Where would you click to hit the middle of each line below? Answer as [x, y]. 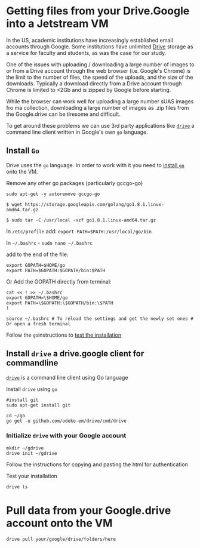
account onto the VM [59, 523]
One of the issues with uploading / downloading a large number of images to [100, 64]
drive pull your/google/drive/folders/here [61, 539]
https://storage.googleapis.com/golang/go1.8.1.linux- [94, 204]
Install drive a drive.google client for [75, 354]
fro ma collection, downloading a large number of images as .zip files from [98, 107]
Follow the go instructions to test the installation [64, 335]
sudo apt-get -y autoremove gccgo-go [53, 194]
